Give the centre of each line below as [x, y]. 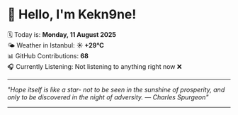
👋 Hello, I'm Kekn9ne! [72, 15]
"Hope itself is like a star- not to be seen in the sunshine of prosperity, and [116, 89]
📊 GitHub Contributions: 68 [48, 55]
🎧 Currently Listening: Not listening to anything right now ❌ [95, 66]
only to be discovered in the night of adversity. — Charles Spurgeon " [108, 97]
